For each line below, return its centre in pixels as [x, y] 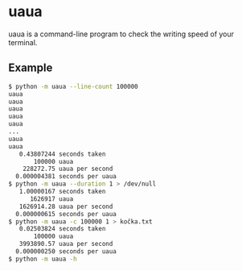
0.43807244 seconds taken [62, 154]
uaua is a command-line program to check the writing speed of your [121, 34]
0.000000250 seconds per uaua [66, 252]
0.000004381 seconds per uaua [66, 177]
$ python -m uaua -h [43, 259]
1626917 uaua [51, 199]
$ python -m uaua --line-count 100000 [73, 86]
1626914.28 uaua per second [66, 206]
